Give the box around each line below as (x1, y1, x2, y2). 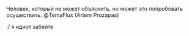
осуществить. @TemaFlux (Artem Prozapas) (6, 11, 119, 19)
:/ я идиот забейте (6, 23, 54, 30)
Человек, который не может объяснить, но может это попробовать (6, 5, 183, 12)
